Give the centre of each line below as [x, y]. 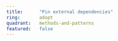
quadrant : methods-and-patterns [50, 23]
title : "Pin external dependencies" [60, 12]
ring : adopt [30, 17]
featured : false [30, 29]
